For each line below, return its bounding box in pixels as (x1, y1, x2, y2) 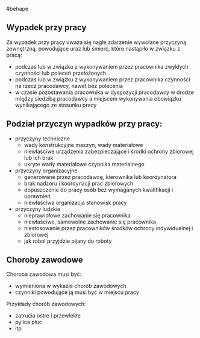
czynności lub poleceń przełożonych (14, 69, 107, 77)
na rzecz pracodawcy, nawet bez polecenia (14, 82, 123, 89)
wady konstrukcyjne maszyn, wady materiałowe (23, 141, 143, 148)
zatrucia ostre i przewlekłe (14, 312, 81, 319)
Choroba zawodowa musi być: (6, 271, 82, 278)
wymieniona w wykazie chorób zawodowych (14, 283, 127, 290)
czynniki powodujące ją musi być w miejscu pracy (14, 289, 140, 296)
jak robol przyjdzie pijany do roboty (23, 237, 112, 245)
